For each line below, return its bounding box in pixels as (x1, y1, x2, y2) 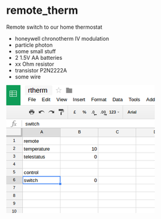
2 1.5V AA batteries (14, 54, 63, 61)
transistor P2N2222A (14, 66, 67, 74)
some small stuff (14, 47, 56, 54)
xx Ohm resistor (14, 60, 54, 68)
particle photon (14, 41, 53, 48)
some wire (14, 73, 41, 80)
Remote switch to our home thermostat (6, 23, 103, 31)
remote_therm (6, 4, 78, 17)
